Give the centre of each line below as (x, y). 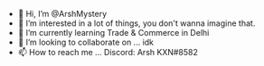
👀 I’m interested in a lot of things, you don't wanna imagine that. (137, 23)
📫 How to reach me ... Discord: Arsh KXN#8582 (108, 52)
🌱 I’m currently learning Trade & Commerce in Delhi (113, 33)
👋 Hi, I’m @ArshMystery (62, 14)
